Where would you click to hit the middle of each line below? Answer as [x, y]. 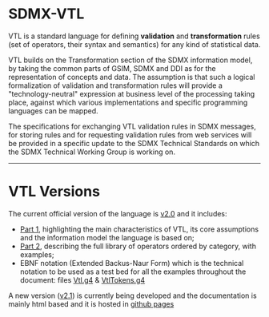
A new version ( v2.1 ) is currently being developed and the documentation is [133, 295]
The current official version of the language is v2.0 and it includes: [118, 213]
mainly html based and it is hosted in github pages [91, 303]
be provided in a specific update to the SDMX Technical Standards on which [134, 143]
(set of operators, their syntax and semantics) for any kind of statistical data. [134, 44]
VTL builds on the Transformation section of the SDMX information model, [130, 60]
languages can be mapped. [53, 111]
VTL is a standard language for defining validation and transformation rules [134, 36]
